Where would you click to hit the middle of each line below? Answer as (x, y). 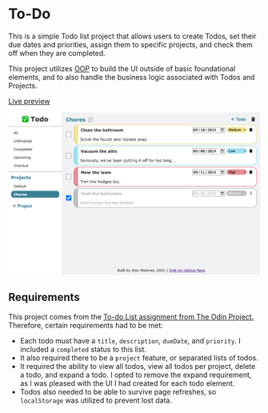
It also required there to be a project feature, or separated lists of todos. (139, 358)
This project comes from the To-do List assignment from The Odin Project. (131, 316)
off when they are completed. (57, 53)
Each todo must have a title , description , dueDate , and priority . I (130, 340)
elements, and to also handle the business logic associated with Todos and (132, 77)
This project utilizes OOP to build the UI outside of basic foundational (122, 68)
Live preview (29, 101)
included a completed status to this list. (83, 349)
